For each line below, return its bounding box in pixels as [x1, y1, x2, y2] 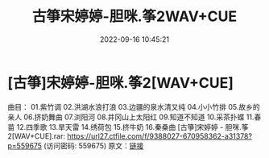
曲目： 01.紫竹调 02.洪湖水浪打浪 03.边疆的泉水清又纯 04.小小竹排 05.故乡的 [7, 102, 261, 111]
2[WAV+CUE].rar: [7, 131, 66, 141]
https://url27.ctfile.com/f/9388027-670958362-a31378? [67, 131, 253, 141]
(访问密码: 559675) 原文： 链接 [43, 140, 144, 150]
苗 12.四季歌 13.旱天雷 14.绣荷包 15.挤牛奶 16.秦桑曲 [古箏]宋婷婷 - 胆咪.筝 [7, 122, 249, 131]
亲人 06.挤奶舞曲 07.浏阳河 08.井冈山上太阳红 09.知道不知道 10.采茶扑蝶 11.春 [7, 112, 262, 122]
